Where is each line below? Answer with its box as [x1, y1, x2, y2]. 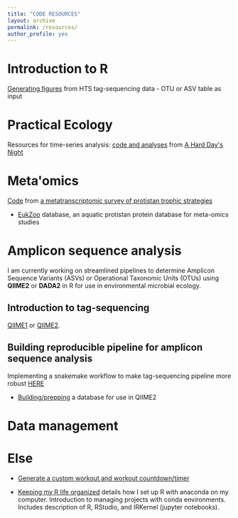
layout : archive [7, 17, 55, 24]
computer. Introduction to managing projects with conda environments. [17, 495, 226, 504]
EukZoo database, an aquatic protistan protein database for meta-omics [17, 211, 229, 219]
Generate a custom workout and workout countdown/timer [17, 474, 190, 482]
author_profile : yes [7, 30, 69, 38]
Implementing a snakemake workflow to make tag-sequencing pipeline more [7, 371, 232, 380]
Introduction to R [7, 61, 109, 77]
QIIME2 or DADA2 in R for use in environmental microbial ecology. [7, 282, 201, 290]
